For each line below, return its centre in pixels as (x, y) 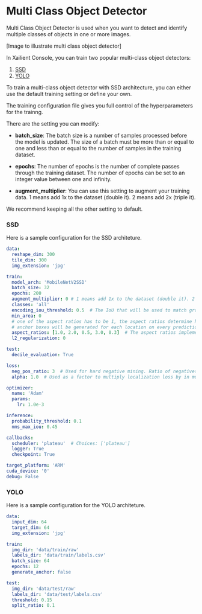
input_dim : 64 (29, 522)
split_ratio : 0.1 (33, 606)
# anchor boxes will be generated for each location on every (91, 327)
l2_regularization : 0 (39, 338)
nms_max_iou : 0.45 (35, 427)
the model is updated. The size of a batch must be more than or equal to (104, 142)
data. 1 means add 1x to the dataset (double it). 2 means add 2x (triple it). (105, 197)
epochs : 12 (25, 567)
